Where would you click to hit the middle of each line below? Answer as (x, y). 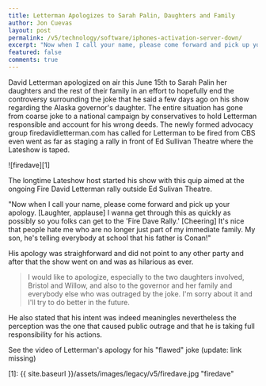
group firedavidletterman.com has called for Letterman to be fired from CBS (132, 132)
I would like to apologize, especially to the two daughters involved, (136, 277)
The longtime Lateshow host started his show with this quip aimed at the (126, 180)
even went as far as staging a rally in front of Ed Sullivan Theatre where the (131, 141)
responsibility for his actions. (55, 334)
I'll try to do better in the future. (79, 302)
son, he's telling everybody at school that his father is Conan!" (110, 238)
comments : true (33, 60)
